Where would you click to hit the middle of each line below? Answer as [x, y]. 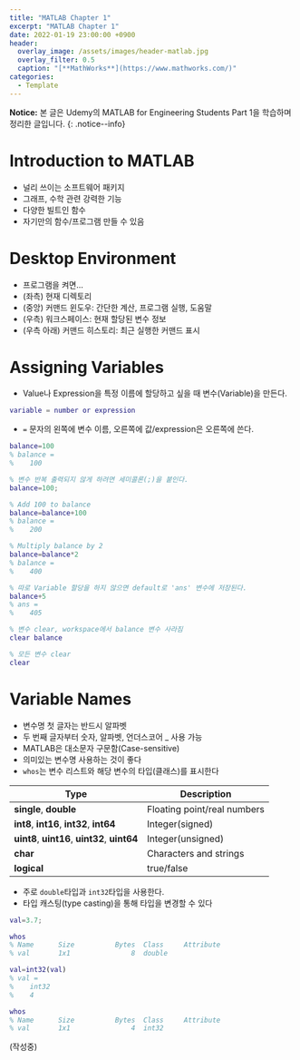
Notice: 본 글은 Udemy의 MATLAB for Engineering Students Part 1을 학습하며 [150, 112]
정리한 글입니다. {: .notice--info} [68, 123]
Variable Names [70, 699]
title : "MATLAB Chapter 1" [60, 18]
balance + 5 [28, 596]
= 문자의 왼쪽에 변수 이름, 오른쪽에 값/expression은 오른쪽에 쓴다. [138, 429]
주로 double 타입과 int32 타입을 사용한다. [93, 891]
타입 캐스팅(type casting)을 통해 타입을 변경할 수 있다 [117, 903]
